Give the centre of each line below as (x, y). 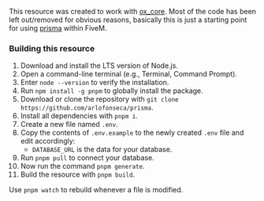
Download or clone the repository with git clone (99, 99)
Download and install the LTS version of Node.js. (99, 65)
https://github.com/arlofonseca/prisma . (87, 108)
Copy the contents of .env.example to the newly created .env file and (132, 132)
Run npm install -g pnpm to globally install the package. (112, 91)
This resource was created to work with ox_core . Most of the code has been (133, 11)
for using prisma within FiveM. (58, 28)
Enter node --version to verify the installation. (95, 83)
